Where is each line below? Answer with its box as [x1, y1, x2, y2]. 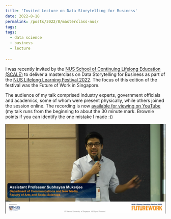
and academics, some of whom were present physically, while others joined [5, 97, 164, 103]
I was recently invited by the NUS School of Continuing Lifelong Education [5, 66, 161, 72]
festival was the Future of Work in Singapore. [5, 82, 100, 88]
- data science [10, 35, 42, 40]
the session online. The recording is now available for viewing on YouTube [5, 102, 161, 109]
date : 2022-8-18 [5, 13, 40, 19]
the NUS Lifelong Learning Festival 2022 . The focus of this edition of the [5, 76, 157, 83]
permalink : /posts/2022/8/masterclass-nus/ [5, 19, 99, 24]
